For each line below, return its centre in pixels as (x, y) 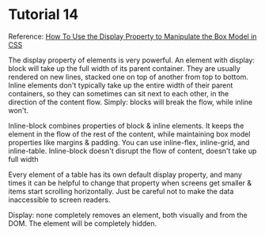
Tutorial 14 (44, 15)
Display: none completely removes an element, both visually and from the (128, 215)
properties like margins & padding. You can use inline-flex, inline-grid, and (129, 142)
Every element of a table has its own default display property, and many (125, 174)
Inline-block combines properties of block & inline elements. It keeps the (126, 125)
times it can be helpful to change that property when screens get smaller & (130, 182)
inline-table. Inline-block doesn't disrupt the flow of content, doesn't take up (132, 151)
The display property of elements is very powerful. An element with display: (132, 60)
